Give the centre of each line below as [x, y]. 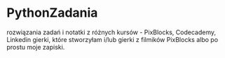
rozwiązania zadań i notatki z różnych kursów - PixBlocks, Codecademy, [111, 32]
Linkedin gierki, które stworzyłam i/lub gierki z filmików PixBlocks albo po [112, 39]
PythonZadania [52, 13]
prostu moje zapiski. [36, 47]
